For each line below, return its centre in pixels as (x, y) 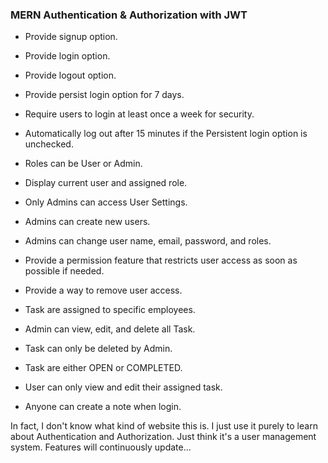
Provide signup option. (71, 37)
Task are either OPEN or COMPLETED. (103, 368)
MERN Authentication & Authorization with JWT (129, 15)
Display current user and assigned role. (106, 183)
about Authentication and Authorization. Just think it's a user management (163, 437)
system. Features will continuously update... (101, 447)
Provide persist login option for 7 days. (104, 95)
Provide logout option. (70, 75)
